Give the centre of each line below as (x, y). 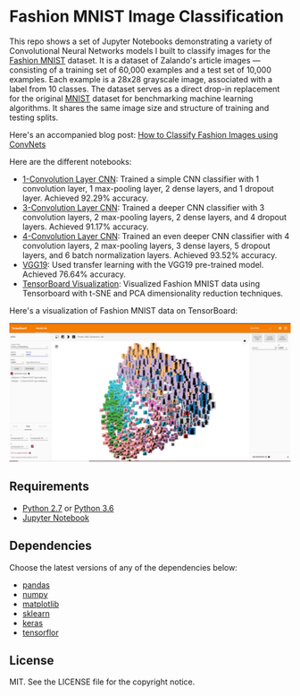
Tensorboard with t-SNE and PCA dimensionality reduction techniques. (153, 293)
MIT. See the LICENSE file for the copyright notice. (102, 682)
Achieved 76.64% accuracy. (74, 274)
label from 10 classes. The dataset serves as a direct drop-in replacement (145, 89)
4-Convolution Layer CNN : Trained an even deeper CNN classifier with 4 (156, 236)
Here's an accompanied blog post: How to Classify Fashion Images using (144, 134)
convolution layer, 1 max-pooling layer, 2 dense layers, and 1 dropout (148, 188)
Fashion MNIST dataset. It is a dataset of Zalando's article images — (135, 60)
